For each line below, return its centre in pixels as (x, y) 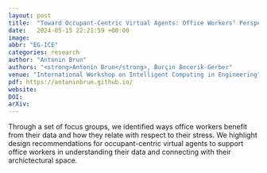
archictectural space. (43, 160)
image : (19, 38)
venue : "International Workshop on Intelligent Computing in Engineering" (135, 75)
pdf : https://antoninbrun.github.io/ (71, 82)
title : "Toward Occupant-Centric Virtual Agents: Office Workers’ (122, 23)
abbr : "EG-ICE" (33, 45)
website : (23, 89)
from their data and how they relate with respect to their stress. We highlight (133, 135)
